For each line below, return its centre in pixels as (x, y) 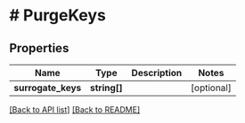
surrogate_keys (48, 88)
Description (157, 73)
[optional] (211, 88)
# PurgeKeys (58, 15)
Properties (39, 48)
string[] (106, 88)
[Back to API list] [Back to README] (75, 110)
